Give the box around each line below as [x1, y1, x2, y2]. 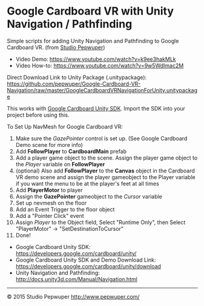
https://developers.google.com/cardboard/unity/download [15, 262, 161, 270]
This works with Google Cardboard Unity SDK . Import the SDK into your [7, 104, 185, 112]
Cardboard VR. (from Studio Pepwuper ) [7, 44, 105, 51]
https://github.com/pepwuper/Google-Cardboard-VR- [7, 80, 141, 87]
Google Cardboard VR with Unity [7, 4, 174, 18]
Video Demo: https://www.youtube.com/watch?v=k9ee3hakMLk [15, 55, 176, 63]
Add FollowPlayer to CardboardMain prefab [15, 148, 127, 155]
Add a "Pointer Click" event [15, 212, 84, 219]
